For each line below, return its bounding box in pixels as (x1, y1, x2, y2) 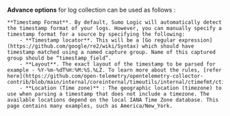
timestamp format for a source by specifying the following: (7, 31, 186, 38)
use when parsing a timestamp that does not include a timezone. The (7, 91, 210, 98)
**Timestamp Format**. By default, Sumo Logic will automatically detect (7, 19, 222, 26)
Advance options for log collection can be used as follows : (7, 6, 176, 14)
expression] (178, 37, 213, 44)
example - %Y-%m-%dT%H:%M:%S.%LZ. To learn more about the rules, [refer (7, 67, 222, 74)
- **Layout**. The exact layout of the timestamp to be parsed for (19, 61, 216, 68)
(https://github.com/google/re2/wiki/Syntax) (7, 43, 139, 50)
